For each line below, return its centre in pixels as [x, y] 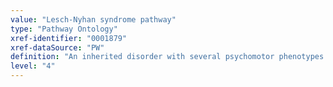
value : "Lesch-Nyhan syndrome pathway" [93, 19]
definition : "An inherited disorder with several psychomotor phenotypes [167, 57]
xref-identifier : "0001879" [69, 38]
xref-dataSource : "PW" [57, 47]
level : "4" [33, 66]
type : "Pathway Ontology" [64, 29]
